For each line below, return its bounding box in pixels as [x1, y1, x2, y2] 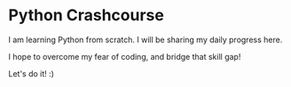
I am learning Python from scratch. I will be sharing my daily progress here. [8, 34, 283, 45]
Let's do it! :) [8, 68, 55, 79]
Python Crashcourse [8, 5, 165, 25]
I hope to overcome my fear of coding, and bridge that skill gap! [8, 51, 241, 62]
